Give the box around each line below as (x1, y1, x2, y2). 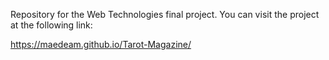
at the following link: (10, 19, 93, 31)
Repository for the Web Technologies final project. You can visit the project (10, 9, 320, 20)
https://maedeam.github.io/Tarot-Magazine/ (10, 39, 192, 50)
